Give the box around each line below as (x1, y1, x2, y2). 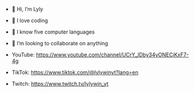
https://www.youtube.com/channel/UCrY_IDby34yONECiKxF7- (36, 51, 189, 58)
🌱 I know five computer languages (11, 28, 95, 35)
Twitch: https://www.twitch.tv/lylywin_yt (11, 80, 109, 87)
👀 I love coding (11, 17, 48, 24)
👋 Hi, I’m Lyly (11, 6, 44, 12)
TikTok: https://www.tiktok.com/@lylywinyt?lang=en (11, 69, 138, 76)
